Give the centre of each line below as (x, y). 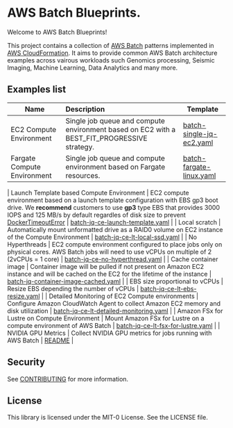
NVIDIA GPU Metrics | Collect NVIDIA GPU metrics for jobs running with (110, 333)
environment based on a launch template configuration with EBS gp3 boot (113, 200)
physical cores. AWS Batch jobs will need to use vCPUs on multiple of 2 (110, 252)
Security (26, 362)
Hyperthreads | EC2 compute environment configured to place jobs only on (115, 244)
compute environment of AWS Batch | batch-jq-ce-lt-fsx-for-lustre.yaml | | (114, 325)
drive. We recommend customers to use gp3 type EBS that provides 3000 (114, 207)
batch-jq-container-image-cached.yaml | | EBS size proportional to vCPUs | (115, 281)
